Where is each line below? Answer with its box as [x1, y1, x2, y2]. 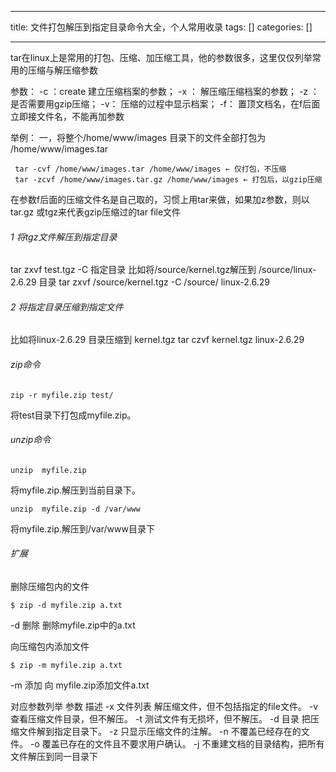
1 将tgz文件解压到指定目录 [10, 231, 118, 243]
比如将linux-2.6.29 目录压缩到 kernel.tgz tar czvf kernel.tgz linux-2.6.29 [10, 334, 305, 346]
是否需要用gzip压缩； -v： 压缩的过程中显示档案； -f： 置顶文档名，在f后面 [10, 98, 321, 110]
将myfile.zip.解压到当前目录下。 [10, 484, 142, 496]
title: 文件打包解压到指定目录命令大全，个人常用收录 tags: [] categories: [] [10, 21, 313, 33]
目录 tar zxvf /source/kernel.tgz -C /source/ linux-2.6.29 [38, 276, 270, 288]
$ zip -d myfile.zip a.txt [10, 601, 123, 611]
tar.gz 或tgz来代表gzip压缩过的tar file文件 [10, 206, 182, 218]
